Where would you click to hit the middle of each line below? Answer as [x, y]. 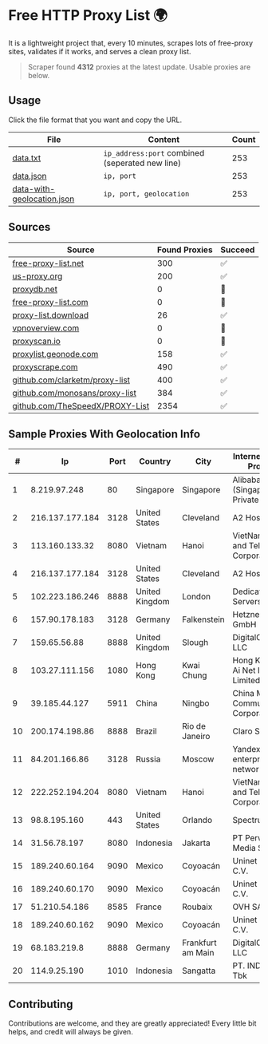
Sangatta [199, 971]
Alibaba [247, 480]
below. [39, 75]
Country [155, 461]
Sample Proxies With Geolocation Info [104, 434]
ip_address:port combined [154, 152]
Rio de [194, 726]
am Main [198, 953]
